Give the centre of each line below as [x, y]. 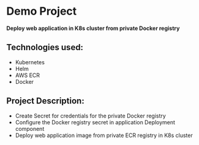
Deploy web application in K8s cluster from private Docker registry [93, 28]
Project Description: [45, 101]
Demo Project [42, 11]
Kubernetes [30, 62]
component [30, 128]
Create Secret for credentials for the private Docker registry [91, 116]
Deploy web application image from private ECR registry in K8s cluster [104, 135]
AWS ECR [28, 75]
